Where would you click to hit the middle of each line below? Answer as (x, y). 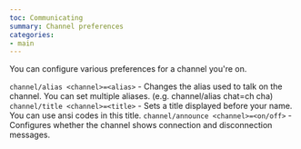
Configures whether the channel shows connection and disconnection (141, 125)
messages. (30, 135)
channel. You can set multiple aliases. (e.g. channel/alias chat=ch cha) (141, 96)
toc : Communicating (46, 18)
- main (22, 43)
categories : (32, 35)
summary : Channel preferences (67, 26)
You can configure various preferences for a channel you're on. (128, 69)
